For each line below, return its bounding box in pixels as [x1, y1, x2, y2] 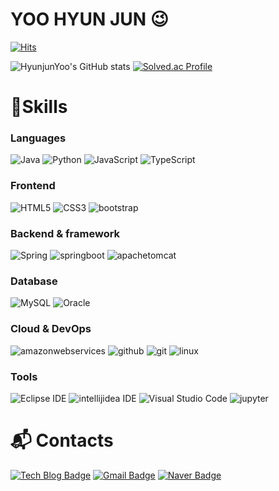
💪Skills [10, 96, 68, 118]
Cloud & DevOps [10, 322, 92, 336]
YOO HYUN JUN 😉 [10, 8, 169, 31]
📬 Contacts [10, 429, 114, 452]
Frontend [10, 179, 56, 193]
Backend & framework [10, 226, 121, 240]
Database [10, 274, 58, 288]
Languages [10, 131, 67, 145]
